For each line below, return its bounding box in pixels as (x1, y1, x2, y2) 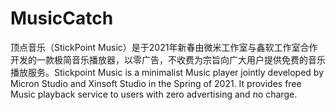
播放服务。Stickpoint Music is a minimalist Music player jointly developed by (10, 66, 324, 78)
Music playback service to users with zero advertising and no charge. (10, 88, 298, 100)
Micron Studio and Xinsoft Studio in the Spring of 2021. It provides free (10, 77, 302, 89)
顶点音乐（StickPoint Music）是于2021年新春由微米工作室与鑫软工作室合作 (10, 41, 318, 53)
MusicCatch (10, 7, 114, 30)
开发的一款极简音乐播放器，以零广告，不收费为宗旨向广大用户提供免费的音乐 (10, 53, 326, 66)
